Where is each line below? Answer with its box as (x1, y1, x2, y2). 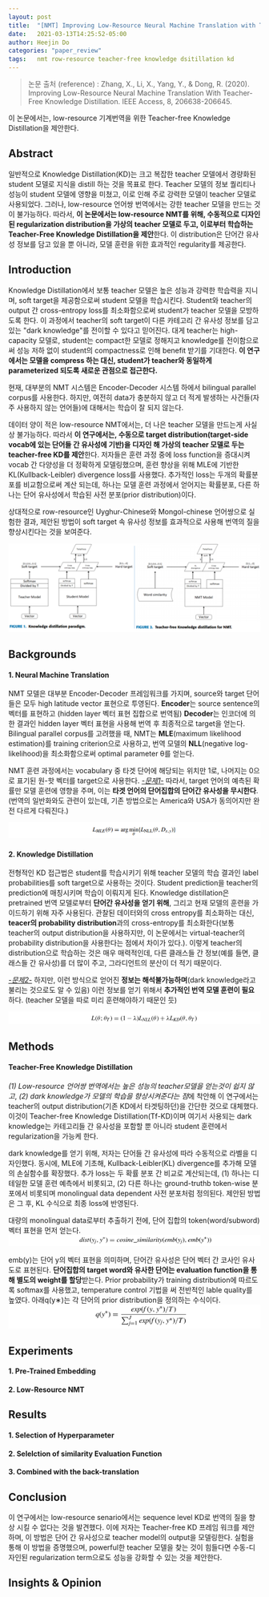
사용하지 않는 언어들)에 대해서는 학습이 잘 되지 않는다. (16, 402, 184, 412)
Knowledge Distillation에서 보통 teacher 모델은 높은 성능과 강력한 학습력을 (8, 285, 243, 295)
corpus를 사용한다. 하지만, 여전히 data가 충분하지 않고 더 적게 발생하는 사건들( (8, 393, 254, 402)
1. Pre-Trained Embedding (8, 1366, 96, 1376)
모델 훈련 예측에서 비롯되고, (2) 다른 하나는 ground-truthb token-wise (29, 1178, 251, 1188)
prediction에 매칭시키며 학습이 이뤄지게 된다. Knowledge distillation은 (8, 888, 230, 897)
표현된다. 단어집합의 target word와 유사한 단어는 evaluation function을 (22, 1265, 250, 1275)
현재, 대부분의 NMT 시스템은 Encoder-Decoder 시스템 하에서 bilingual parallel (8, 382, 256, 392)
